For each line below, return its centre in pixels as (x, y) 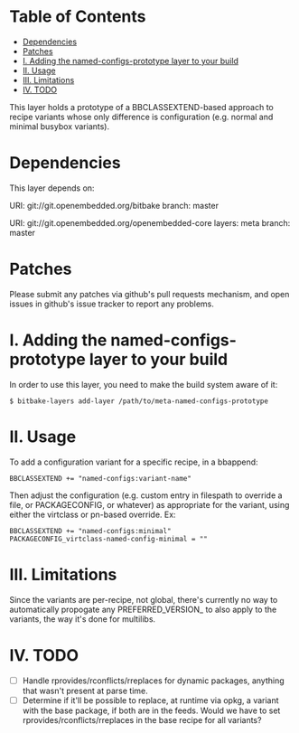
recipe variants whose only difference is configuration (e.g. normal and (141, 117)
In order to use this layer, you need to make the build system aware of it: (144, 384)
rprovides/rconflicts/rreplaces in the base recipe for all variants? (142, 719)
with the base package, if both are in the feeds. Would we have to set (151, 710)
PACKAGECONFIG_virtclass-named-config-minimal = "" (108, 539)
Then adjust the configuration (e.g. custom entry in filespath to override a (146, 495)
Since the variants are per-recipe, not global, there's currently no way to (144, 599)
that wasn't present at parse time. (85, 691)
